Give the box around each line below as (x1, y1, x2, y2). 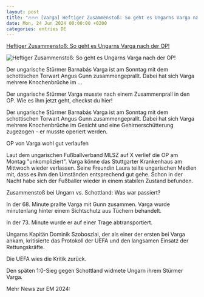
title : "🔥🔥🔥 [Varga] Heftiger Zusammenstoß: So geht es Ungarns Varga (6, 15, 191, 21)
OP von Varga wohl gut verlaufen (6, 140, 89, 147)
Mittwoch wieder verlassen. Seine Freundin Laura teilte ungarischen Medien (6, 164, 197, 172)
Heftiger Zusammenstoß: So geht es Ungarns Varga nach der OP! (6, 42, 170, 50)
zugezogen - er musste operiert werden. (6, 128, 108, 135)
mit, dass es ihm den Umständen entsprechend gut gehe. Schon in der (6, 171, 183, 178)
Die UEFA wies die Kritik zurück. (6, 255, 87, 262)
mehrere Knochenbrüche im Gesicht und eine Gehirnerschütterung (6, 122, 174, 129)
